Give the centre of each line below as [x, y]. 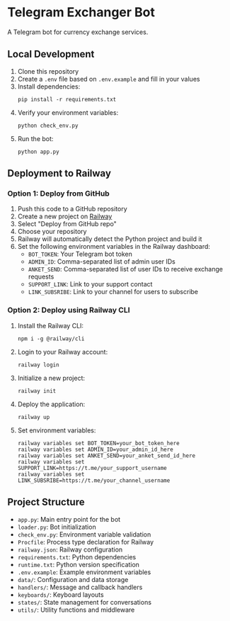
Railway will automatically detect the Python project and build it [110, 239]
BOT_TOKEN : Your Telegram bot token [80, 254]
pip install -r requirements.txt [67, 99]
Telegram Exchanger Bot [81, 12]
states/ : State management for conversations [85, 602]
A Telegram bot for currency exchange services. [78, 32]
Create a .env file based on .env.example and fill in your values [109, 79]
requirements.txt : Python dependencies [77, 556]
